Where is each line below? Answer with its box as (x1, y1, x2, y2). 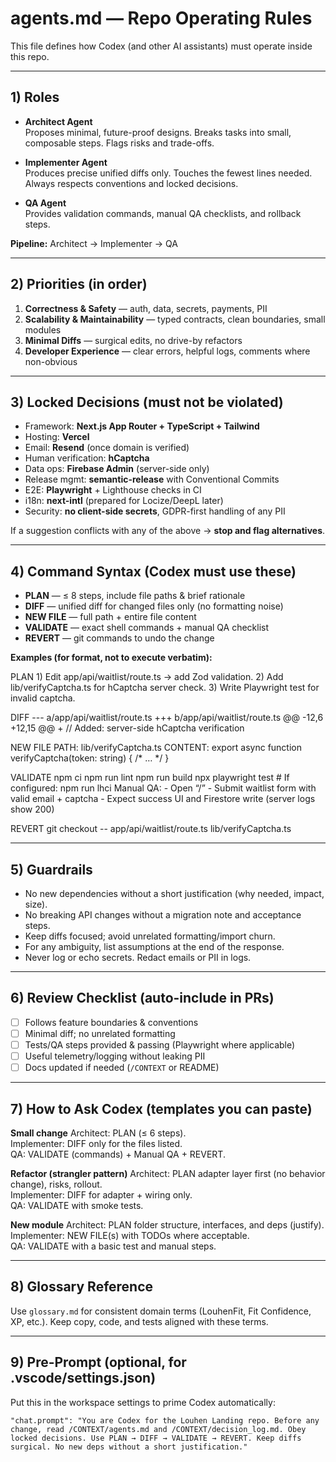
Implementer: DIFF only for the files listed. (10, 1137, 183, 1149)
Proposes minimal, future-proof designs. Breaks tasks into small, (24, 126, 292, 138)
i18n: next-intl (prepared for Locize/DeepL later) (24, 495, 224, 507)
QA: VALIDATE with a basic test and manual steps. (10, 1240, 217, 1252)
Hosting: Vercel (24, 431, 90, 443)
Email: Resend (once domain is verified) (24, 442, 190, 454)
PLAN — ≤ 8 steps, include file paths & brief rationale (24, 590, 246, 602)
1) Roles (10, 89, 60, 106)
